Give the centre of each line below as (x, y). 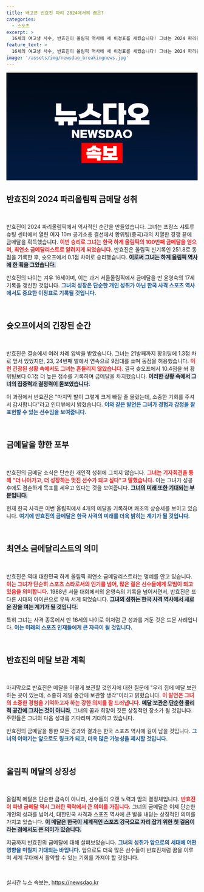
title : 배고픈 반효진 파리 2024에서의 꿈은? (55, 13)
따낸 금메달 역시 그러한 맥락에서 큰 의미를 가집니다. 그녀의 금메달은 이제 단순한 (104, 807)
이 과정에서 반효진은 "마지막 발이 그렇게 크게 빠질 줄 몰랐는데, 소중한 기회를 (95, 396)
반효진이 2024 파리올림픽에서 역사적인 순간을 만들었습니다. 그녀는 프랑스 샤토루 (100, 227)
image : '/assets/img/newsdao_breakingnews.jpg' (68, 58)
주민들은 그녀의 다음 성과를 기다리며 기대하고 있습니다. (70, 718)
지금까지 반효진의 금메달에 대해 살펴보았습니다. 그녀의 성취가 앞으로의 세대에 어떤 (101, 843)
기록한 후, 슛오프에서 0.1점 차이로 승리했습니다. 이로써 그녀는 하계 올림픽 (102, 257)
